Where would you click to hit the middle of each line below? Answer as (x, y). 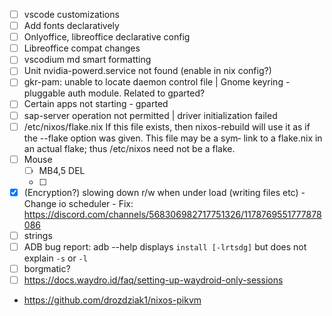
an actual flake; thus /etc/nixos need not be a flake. (129, 148)
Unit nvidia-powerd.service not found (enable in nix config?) (147, 71)
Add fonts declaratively (71, 26)
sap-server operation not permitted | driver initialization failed (150, 115)
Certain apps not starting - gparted (96, 104)
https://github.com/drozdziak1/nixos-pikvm (112, 300)
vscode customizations (71, 14)
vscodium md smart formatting (87, 60)
